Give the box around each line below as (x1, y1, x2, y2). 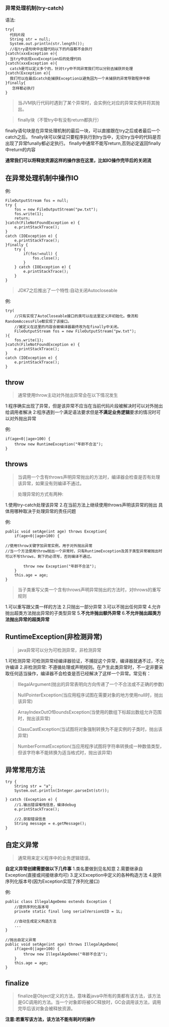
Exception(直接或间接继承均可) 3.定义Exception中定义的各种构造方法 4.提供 (5, 872, 162, 878)
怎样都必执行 (12, 86, 35, 91)
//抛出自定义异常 (5, 937, 36, 942)
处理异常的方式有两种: (17, 491, 64, 497)
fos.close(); (32, 256, 60, 261)
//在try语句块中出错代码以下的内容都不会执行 (10, 47, 93, 52)
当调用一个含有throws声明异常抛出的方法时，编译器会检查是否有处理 (17, 474, 160, 480)
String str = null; (10, 37, 51, 42)
